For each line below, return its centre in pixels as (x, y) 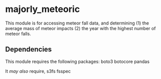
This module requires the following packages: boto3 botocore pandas (77, 61)
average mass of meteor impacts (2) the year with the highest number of (80, 28)
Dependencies (28, 49)
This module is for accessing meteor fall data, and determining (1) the (77, 23)
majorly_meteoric (43, 9)
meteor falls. (18, 33)
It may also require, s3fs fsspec (38, 71)
